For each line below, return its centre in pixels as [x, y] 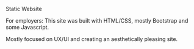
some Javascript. [27, 27]
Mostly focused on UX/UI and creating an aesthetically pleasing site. [92, 39]
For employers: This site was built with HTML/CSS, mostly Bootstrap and [97, 21]
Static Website [24, 9]
